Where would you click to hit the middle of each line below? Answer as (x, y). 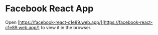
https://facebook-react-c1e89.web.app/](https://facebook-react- (86, 22)
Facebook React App (49, 9)
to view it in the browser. (66, 27)
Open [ (12, 22)
